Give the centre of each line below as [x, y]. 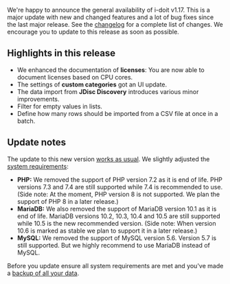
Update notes [37, 142]
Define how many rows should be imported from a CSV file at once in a [117, 113]
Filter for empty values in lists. [60, 106]
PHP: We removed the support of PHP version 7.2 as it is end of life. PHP [120, 179]
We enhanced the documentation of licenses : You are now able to [111, 70]
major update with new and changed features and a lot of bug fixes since [111, 17]
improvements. [38, 99]
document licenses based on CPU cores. [75, 77]
